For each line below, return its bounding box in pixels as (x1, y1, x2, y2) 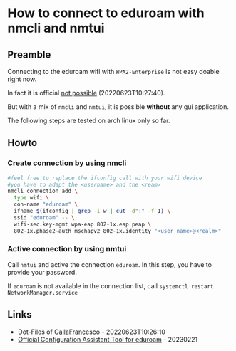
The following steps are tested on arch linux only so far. (7, 116, 170, 125)
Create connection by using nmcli (7, 158, 127, 168)
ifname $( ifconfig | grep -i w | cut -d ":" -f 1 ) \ (14, 208, 171, 215)
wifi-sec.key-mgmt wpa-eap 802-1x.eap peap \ (14, 221, 152, 228)
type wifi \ (14, 194, 50, 201)
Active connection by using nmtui (7, 244, 127, 254)
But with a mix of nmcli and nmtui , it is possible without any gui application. (7, 103, 230, 111)
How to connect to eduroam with (7, 5, 205, 21)
